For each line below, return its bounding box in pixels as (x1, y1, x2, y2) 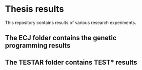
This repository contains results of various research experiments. (5, 20, 137, 25)
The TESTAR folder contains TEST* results (5, 58, 138, 67)
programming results (5, 42, 71, 50)
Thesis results (5, 3, 64, 15)
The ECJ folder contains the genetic (5, 34, 117, 42)
